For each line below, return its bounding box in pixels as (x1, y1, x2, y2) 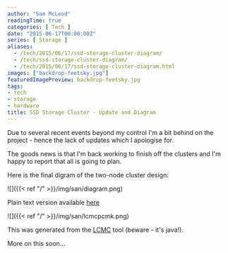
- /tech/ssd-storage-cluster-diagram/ (13, 57, 128, 64)
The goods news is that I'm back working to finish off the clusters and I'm (7, 149, 221, 158)
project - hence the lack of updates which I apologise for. (7, 136, 174, 144)
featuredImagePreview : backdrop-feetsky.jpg (7, 76, 140, 83)
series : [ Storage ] (7, 37, 68, 44)
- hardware (7, 102, 40, 110)
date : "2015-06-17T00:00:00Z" (7, 30, 97, 37)
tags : (7, 83, 23, 90)
